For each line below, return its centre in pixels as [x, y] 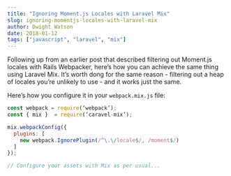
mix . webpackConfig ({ [37, 127]
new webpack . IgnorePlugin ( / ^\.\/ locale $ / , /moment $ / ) [99, 140]
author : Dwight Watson [40, 27]
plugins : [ [29, 133]
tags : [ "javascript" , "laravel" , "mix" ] [67, 40]
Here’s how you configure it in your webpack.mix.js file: [86, 96]
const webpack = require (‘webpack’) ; [62, 108]
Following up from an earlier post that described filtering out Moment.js [110, 59]
